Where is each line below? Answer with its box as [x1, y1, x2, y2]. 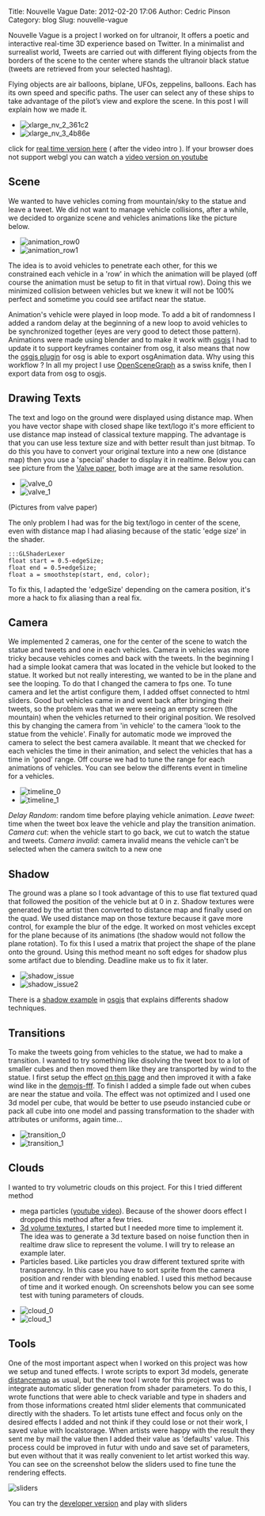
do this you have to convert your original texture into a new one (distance [8, 446, 247, 456]
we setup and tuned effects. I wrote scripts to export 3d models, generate [8, 1366, 249, 1376]
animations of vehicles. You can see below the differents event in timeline [8, 763, 248, 773]
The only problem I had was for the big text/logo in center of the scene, [8, 517, 241, 527]
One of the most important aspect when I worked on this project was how [8, 1358, 248, 1368]
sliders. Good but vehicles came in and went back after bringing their [8, 696, 233, 705]
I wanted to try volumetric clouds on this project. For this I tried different [8, 1182, 243, 1192]
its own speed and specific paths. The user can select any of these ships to [8, 88, 255, 97]
